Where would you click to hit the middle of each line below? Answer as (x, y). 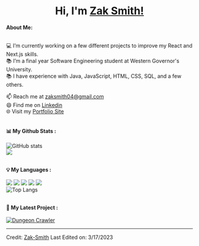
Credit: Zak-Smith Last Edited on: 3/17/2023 (60, 237)
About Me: (20, 27)
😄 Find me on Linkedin (34, 105)
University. (19, 69)
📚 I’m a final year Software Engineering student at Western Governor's (93, 61)
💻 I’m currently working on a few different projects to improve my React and (99, 45)
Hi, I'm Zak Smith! (99, 11)
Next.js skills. (22, 54)
